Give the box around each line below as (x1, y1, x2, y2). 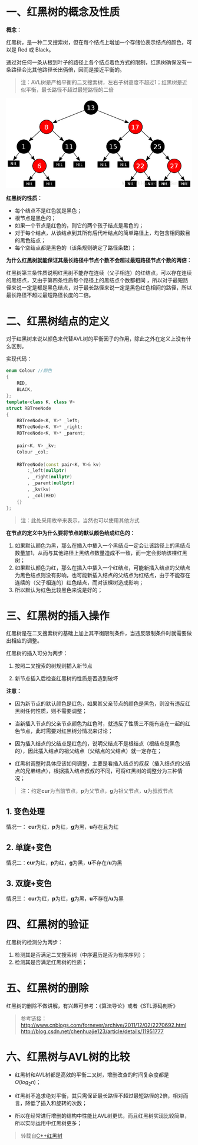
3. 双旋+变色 (6, 878, 52, 888)
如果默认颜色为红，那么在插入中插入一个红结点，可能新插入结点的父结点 (14, 564, 190, 571)
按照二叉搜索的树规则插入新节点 (14, 662, 93, 670)
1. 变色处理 (6, 806, 45, 816)
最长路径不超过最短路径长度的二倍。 (6, 291, 94, 299)
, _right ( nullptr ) (27, 474, 72, 480)
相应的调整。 (11, 637, 42, 644)
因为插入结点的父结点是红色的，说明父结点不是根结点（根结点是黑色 (14, 740, 180, 747)
